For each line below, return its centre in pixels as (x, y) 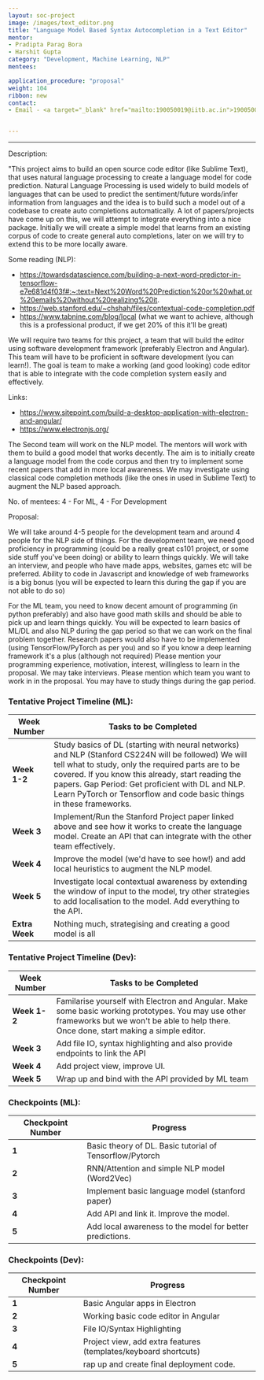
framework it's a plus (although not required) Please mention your (115, 656)
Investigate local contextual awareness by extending (150, 882)
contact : (22, 103)
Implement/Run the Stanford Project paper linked (144, 817)
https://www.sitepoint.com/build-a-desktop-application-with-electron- (134, 413)
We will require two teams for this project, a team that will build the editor (126, 340)
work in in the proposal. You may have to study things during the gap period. (132, 681)
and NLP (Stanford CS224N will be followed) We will (150, 755)
